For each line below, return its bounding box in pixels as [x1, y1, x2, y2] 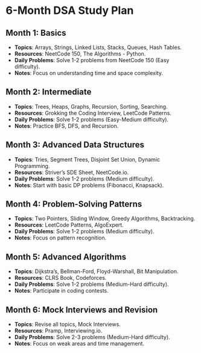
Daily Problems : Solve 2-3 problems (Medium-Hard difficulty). [14, 334, 170, 341]
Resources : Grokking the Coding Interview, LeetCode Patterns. [14, 109, 171, 117]
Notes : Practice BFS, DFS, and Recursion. [14, 122, 119, 129]
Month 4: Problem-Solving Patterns [5, 199, 142, 209]
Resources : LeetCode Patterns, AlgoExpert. [14, 221, 124, 228]
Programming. [14, 162, 50, 169]
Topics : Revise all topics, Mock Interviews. [14, 321, 121, 328]
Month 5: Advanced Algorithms [5, 251, 127, 262]
